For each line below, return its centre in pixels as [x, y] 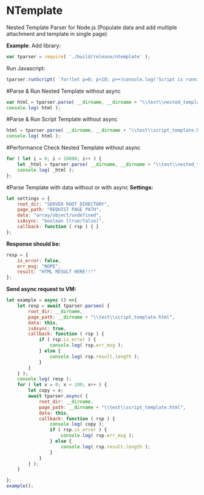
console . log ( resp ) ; [44, 379]
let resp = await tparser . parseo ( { [64, 306]
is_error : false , [39, 261]
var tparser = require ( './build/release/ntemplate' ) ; [78, 56]
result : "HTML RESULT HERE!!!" [57, 272]
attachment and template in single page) [57, 33]
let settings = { [28, 198]
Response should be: [33, 244]
